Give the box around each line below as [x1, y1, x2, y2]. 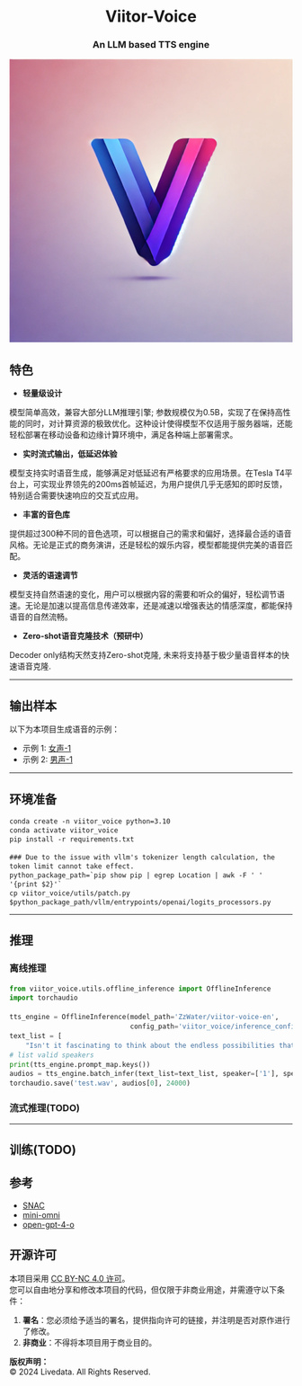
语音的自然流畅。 [9, 611, 73, 622]
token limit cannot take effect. [9, 861, 135, 871]
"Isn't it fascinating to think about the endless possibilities [25, 1041, 276, 1050]
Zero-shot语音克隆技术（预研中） [22, 631, 148, 642]
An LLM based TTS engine [93, 39, 209, 51]
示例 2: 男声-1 [22, 754, 74, 765]
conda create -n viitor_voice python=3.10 [9, 816, 171, 826]
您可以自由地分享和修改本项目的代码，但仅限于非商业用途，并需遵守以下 [9, 1284, 277, 1295]
